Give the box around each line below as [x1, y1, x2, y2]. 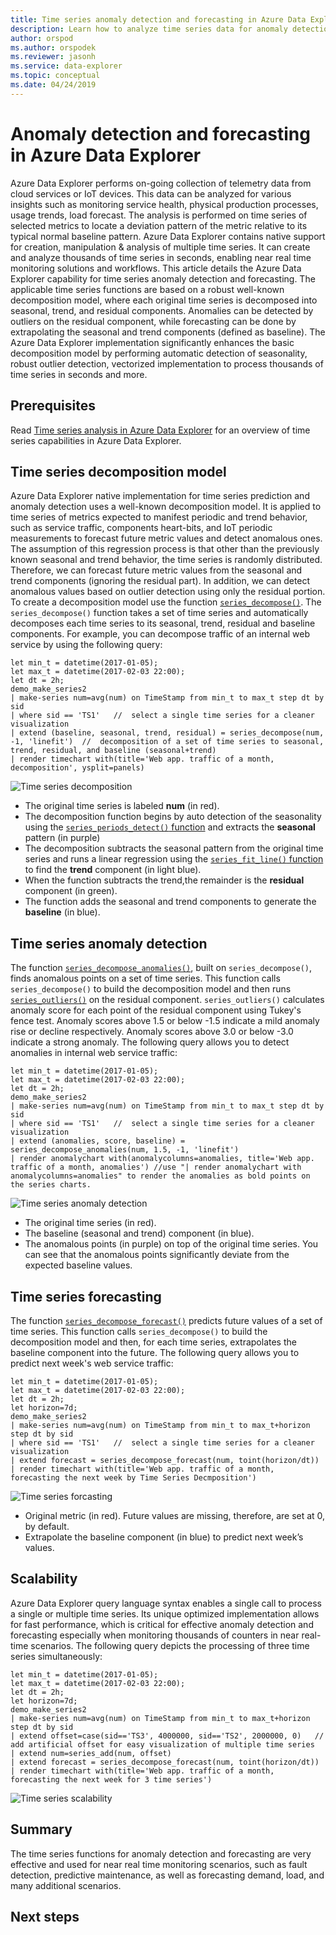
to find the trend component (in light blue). [24, 864, 202, 876]
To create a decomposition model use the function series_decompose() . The [10, 596, 322, 608]
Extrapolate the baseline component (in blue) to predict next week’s [24, 1531, 304, 1543]
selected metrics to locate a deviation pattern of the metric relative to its [10, 219, 308, 231]
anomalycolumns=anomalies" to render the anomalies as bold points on [10, 1171, 311, 1181]
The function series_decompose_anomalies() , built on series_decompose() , [10, 962, 313, 974]
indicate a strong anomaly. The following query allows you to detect [10, 1036, 290, 1048]
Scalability [10, 1571, 78, 1588]
